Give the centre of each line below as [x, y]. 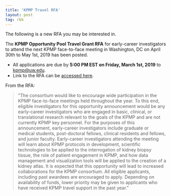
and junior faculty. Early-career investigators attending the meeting [88, 139]
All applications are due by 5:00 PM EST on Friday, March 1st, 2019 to [87, 65]
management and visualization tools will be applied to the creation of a [92, 161]
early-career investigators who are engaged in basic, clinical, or [85, 112]
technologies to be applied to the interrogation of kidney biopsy [84, 150]
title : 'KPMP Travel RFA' [33, 10]
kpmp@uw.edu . [29, 70]
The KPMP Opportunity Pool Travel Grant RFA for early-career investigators [86, 44]
